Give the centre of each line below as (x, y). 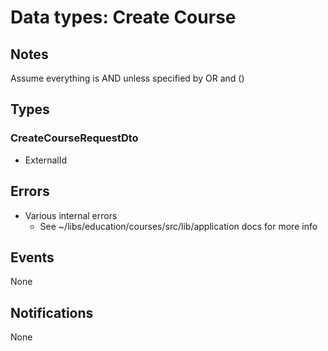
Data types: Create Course (123, 17)
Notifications (52, 312)
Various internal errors (71, 215)
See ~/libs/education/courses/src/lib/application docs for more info (178, 226)
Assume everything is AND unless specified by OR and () (127, 78)
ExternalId (46, 160)
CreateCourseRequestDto (74, 138)
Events (32, 257)
